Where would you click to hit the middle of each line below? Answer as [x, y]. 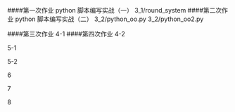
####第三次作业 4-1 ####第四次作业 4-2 [66, 34]
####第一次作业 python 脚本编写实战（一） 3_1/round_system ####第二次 [115, 10]
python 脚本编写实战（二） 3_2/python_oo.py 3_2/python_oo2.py [109, 19]
